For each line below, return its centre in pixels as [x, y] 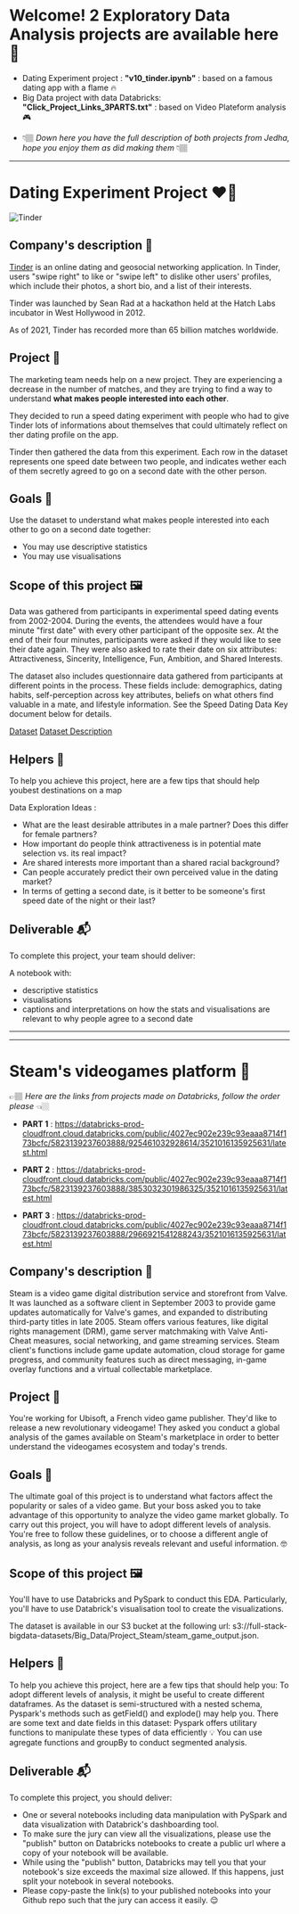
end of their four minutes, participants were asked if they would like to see [145, 640]
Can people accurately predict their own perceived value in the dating [150, 872]
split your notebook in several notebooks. [98, 1881]
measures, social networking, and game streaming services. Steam [157, 1340]
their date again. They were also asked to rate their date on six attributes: [143, 649]
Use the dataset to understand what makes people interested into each [139, 520]
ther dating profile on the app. [64, 434]
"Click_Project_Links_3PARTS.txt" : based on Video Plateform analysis [154, 107]
